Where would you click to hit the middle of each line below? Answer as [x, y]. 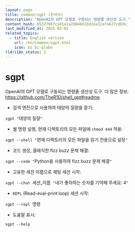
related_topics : [22, 33]
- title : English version [37, 38]
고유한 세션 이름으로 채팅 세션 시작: [47, 172]
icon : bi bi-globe [33, 47]
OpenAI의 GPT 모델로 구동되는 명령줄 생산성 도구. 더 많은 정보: [67, 92]
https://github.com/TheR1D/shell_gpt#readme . [53, 97]
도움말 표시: [24, 215]
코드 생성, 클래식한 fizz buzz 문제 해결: [51, 151]
